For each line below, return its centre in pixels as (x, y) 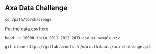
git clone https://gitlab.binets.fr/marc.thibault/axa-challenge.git (78, 47)
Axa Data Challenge (36, 8)
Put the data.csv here (27, 29)
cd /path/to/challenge (28, 19)
